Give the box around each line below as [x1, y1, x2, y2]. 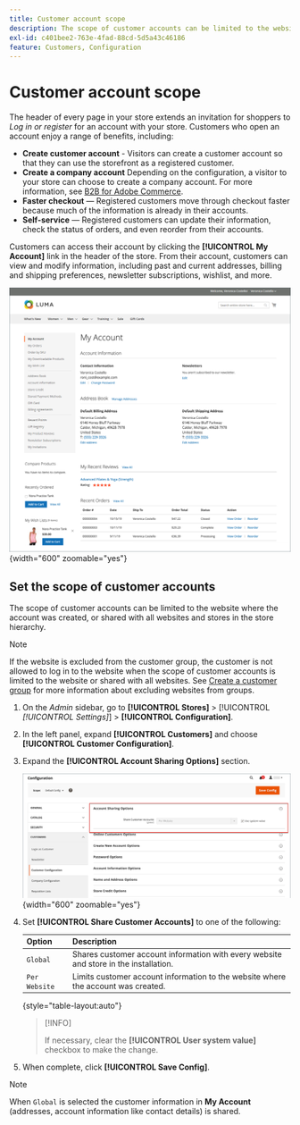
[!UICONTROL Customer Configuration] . [21, 738, 174, 749]
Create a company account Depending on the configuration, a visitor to [21, 167, 287, 178]
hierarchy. [9, 621, 46, 632]
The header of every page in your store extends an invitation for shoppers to [9, 112, 291, 122]
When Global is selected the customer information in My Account [9, 1096, 252, 1107]
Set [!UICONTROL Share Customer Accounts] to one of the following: [21, 916, 281, 927]
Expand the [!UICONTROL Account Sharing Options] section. [21, 755, 251, 766]
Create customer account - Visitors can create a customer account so [21, 148, 283, 159]
